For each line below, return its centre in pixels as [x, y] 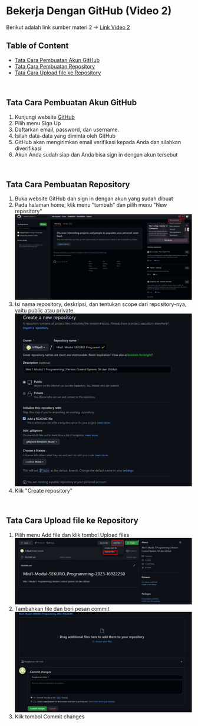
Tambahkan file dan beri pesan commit [62, 609]
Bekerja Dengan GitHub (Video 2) [89, 11]
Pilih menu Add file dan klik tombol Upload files [72, 535]
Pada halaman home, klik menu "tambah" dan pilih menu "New [91, 205]
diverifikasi [28, 148]
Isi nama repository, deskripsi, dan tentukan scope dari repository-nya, [100, 304]
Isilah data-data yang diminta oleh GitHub [65, 136]
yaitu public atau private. [45, 310]
